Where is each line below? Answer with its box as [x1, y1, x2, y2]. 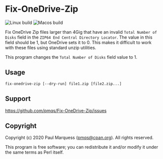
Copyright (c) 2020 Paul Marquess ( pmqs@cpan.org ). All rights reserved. [5, 135, 154, 140]
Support [5, 94, 31, 103]
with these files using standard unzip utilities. [5, 45, 97, 50]
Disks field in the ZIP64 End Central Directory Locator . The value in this [5, 34, 153, 40]
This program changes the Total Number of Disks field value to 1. [5, 54, 137, 60]
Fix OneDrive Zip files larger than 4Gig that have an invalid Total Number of [5, 29, 157, 35]
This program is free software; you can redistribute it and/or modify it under [5, 144, 159, 150]
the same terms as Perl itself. [5, 149, 64, 155]
